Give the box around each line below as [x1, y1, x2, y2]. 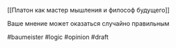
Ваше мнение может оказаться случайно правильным [7, 19, 170, 27]
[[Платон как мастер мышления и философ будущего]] [7, 6, 170, 14]
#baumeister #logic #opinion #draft [7, 33, 109, 41]
